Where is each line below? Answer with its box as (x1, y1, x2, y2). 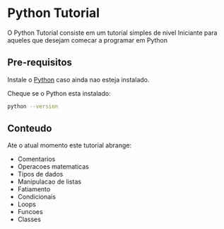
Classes (17, 215, 41, 224)
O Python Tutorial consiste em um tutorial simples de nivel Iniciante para (7, 28, 218, 37)
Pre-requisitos (7, 57, 73, 69)
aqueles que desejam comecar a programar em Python (7, 35, 168, 44)
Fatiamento (17, 185, 51, 194)
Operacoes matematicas (17, 162, 90, 171)
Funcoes (17, 208, 44, 216)
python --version (7, 103, 59, 110)
